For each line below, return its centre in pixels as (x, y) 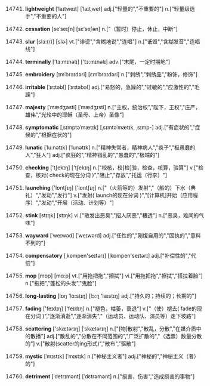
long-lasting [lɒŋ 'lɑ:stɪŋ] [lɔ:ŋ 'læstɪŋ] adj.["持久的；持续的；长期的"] (110, 296)
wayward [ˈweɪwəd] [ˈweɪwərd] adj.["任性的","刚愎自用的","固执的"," (108, 235)
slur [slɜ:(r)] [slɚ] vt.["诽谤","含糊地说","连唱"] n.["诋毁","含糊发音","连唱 (112, 41)
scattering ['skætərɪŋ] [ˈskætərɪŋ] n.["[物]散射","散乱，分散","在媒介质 (110, 329)
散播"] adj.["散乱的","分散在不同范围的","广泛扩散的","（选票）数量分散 (116, 336)
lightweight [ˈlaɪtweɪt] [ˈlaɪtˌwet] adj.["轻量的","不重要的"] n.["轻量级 (107, 9)
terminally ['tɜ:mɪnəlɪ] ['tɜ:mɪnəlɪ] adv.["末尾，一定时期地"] (97, 62)
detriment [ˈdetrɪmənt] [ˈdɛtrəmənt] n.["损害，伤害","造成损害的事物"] (110, 376)
